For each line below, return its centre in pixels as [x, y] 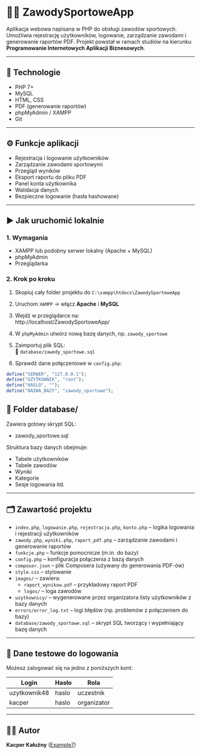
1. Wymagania [27, 238]
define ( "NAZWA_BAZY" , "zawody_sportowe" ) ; [60, 391]
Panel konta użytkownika [45, 183]
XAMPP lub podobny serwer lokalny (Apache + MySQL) [83, 251]
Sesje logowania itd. [39, 484]
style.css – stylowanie [43, 572]
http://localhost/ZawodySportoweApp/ [62, 322]
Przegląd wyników [37, 170]
